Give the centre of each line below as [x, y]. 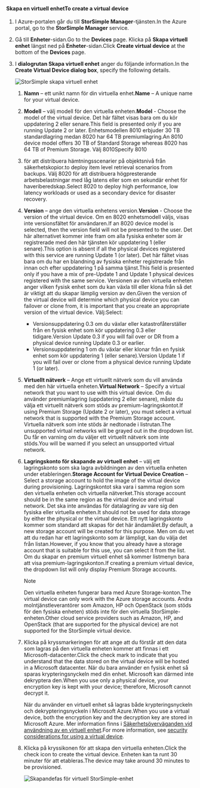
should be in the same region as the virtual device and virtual [99, 500]
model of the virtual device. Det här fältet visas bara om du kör [101, 118]
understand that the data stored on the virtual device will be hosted [106, 661]
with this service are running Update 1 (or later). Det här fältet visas [106, 255]
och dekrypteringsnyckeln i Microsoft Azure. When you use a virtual [107, 711]
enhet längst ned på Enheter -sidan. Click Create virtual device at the [100, 46]
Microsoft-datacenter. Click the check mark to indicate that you [101, 655]
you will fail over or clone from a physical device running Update [112, 362]
